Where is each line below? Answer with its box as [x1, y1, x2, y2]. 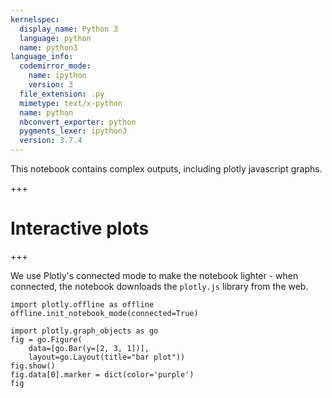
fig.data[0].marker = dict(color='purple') [10, 369, 195, 380]
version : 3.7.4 [19, 136, 83, 146]
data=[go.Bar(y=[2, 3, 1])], [28, 343, 150, 353]
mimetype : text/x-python [19, 98, 123, 108]
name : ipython [28, 71, 87, 81]
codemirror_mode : [19, 61, 92, 71]
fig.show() [10, 361, 56, 371]
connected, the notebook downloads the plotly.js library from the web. [10, 280, 309, 292]
